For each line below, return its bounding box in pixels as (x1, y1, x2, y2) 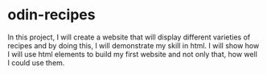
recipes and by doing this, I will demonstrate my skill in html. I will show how (7, 40, 260, 50)
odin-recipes (7, 6, 96, 24)
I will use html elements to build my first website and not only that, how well (7, 49, 258, 59)
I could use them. (7, 58, 65, 68)
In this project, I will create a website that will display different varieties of (7, 32, 251, 42)
